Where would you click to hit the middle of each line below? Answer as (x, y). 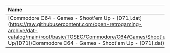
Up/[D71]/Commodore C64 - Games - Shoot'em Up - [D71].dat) (86, 43)
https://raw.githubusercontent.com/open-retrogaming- (76, 24)
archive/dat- (23, 31)
